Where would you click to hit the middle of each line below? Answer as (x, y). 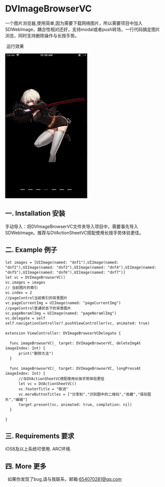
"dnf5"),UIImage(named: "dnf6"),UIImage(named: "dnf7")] (65, 272)
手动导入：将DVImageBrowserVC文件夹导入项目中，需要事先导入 (72, 226)
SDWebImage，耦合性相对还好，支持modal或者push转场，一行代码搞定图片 (83, 29)
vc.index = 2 (19, 292)
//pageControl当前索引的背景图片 (37, 298)
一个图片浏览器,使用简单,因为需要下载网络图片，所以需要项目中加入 (74, 23)
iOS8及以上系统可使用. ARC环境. (38, 449)
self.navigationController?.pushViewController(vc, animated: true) (78, 323)
